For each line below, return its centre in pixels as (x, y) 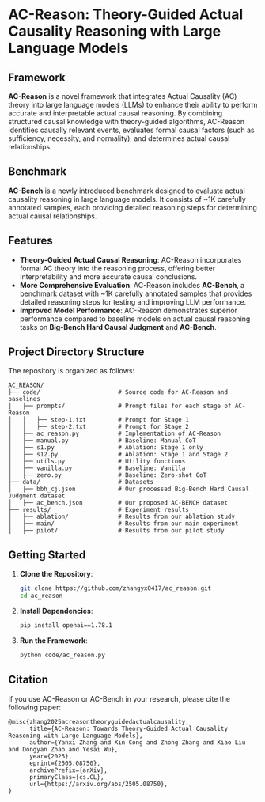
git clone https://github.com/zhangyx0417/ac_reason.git (115, 588)
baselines (25, 399)
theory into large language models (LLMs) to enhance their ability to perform (133, 105)
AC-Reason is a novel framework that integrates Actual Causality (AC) (123, 96)
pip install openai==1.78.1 (66, 626)
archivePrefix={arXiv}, (68, 770)
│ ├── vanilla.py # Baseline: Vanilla (97, 468)
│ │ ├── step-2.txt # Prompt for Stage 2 (99, 427)
